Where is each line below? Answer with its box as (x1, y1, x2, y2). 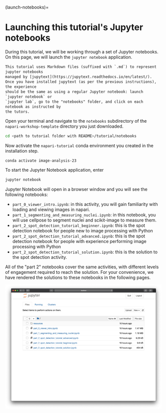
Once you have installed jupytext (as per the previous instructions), (5, 79, 157, 84)
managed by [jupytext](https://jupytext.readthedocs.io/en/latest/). (5, 74, 153, 79)
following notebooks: (5, 192, 48, 198)
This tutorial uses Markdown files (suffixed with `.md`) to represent (5, 64, 157, 69)
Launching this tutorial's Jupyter (5, 22, 143, 33)
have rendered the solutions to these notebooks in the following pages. (5, 274, 151, 280)
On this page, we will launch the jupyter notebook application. (5, 54, 133, 60)
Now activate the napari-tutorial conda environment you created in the (5, 142, 154, 149)
